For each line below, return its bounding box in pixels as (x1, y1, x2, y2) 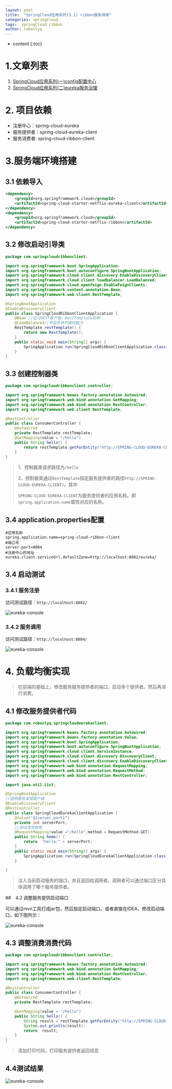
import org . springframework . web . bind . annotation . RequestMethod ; (5, 768, 145, 773)
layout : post (5, 7, 33, 13)
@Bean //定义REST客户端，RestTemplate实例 (14, 315, 100, 321)
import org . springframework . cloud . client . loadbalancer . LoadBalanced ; (5, 278, 157, 283)
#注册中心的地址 (5, 550, 35, 555)
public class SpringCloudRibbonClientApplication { (5, 311, 118, 316)
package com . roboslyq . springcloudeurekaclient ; (5, 720, 109, 726)
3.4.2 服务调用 (5, 623, 41, 630)
